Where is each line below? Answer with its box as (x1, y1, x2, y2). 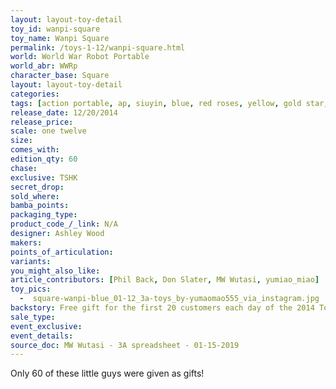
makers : (10, 237, 43, 248)
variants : (10, 256, 52, 266)
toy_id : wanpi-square (10, 24, 101, 34)
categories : (10, 89, 60, 99)
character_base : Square (10, 71, 110, 81)
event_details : (10, 331, 74, 341)
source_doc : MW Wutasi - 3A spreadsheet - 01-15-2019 (10, 340, 240, 350)
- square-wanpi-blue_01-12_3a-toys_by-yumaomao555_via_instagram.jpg (19, 294, 320, 304)
